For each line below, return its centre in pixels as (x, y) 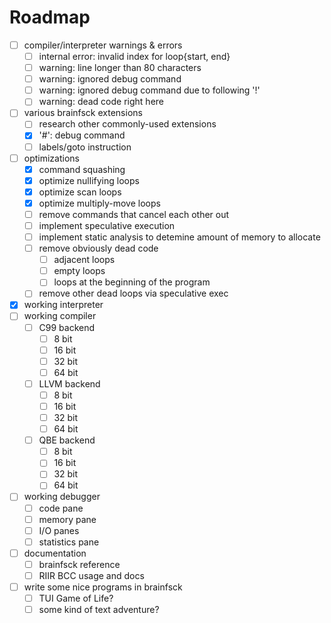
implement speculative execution (107, 225)
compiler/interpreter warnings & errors (103, 45)
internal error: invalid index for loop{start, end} (134, 56)
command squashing (82, 169)
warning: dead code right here (101, 102)
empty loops (79, 271)
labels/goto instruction (85, 147)
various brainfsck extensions (83, 113)
